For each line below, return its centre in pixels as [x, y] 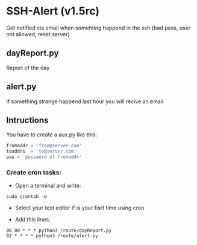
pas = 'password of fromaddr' [44, 157]
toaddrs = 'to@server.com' [42, 151]
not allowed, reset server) [38, 34]
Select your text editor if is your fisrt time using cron [80, 208]
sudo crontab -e [27, 197]
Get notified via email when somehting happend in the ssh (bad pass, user [98, 28]
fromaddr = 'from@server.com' [44, 146]
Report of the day [28, 68]
